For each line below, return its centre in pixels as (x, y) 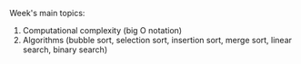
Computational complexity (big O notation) (102, 30)
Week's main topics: (47, 13)
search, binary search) (65, 50)
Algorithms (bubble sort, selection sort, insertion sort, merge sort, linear (157, 40)
